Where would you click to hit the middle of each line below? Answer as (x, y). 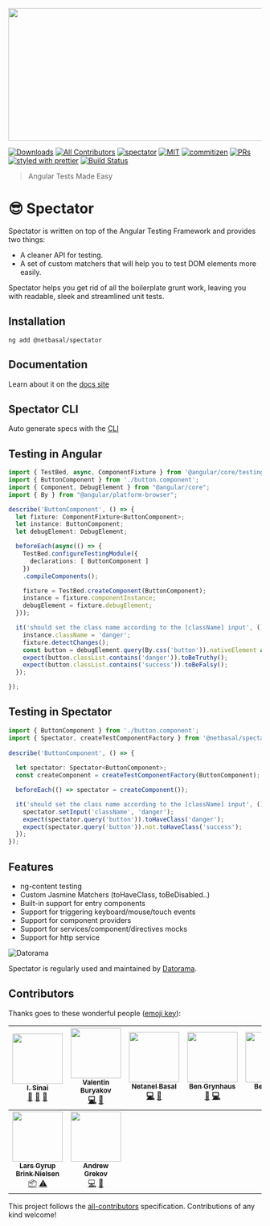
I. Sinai (38, 1088)
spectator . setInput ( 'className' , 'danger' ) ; (98, 812)
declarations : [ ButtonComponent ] (89, 561)
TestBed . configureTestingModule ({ (80, 554)
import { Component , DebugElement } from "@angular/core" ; (109, 487)
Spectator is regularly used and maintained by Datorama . (102, 968)
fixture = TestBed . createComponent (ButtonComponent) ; (115, 591)
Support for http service (60, 937)
